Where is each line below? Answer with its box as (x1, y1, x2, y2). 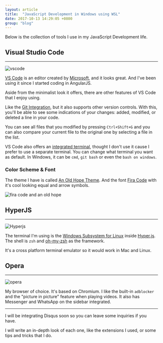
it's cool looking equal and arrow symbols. (5, 182, 90, 188)
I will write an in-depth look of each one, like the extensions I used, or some (5, 327, 156, 333)
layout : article (5, 7, 38, 12)
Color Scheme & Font (5, 166, 56, 173)
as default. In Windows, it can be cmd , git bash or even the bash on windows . (5, 154, 157, 160)
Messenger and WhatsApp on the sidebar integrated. (5, 299, 112, 305)
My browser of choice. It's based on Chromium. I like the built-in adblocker (5, 288, 154, 294)
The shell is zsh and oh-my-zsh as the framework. (5, 238, 105, 244)
